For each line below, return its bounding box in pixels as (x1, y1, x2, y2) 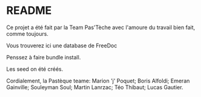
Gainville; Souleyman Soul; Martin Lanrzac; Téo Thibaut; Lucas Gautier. (6, 83, 183, 91)
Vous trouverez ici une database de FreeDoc (6, 42, 117, 49)
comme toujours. (6, 30, 48, 37)
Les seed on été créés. (6, 65, 64, 73)
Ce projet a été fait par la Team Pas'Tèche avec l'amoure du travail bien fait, (6, 24, 196, 31)
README (6, 4, 52, 18)
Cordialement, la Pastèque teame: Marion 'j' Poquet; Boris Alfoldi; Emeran (6, 77, 190, 84)
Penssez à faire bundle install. (6, 53, 81, 61)
